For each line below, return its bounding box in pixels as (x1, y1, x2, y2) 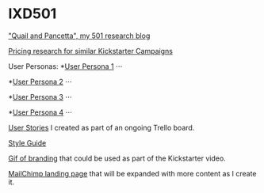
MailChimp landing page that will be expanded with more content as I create (8, 168, 257, 178)
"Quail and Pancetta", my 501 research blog (8, 31, 151, 40)
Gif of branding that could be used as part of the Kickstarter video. (8, 153, 226, 163)
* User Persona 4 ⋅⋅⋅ (8, 108, 73, 117)
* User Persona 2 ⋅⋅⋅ (8, 77, 73, 86)
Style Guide (8, 138, 47, 147)
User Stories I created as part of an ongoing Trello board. (8, 123, 195, 132)
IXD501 (8, 5, 57, 23)
